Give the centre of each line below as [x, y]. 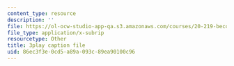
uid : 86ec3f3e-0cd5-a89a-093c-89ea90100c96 [71, 52]
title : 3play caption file [46, 45]
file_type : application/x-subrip [56, 33]
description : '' [31, 20]
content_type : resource [42, 13]
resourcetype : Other [37, 39]
